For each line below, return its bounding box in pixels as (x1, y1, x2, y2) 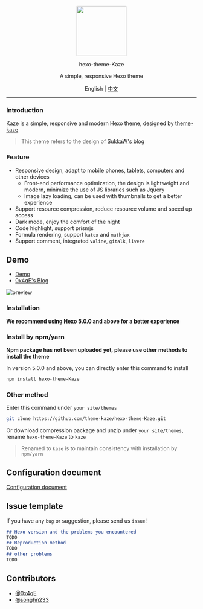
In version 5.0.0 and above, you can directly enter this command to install (6, 365, 188, 371)
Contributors (6, 573, 56, 584)
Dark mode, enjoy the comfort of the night (14, 218, 120, 225)
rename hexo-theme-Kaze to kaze (6, 433, 86, 441)
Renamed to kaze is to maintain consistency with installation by (21, 445, 178, 452)
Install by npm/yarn (6, 333, 65, 341)
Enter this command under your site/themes (6, 404, 117, 412)
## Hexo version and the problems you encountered (6, 529, 137, 535)
